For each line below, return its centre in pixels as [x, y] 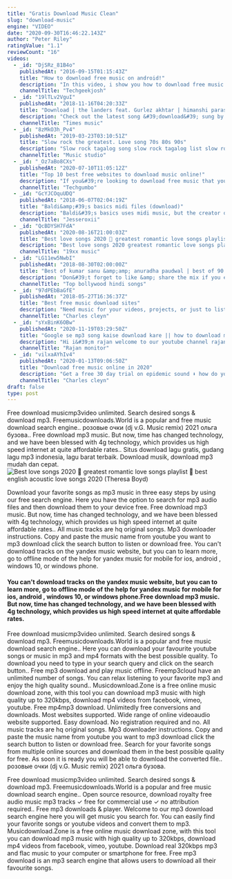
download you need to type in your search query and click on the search [110, 663]
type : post [23, 393]
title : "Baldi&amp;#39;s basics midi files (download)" [102, 207]
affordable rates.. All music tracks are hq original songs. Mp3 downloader [112, 529]
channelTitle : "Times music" [61, 123]
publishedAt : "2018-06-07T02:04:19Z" [74, 200]
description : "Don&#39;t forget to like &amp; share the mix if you [120, 278]
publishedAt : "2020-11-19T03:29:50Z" [74, 329]
